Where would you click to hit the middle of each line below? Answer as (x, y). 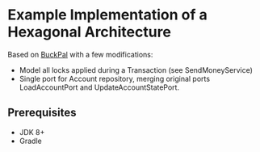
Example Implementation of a (107, 15)
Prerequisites (42, 113)
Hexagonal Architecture (89, 32)
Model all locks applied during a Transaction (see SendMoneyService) (136, 70)
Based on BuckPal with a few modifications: (80, 54)
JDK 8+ (32, 132)
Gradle (30, 141)
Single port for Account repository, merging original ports (115, 78)
